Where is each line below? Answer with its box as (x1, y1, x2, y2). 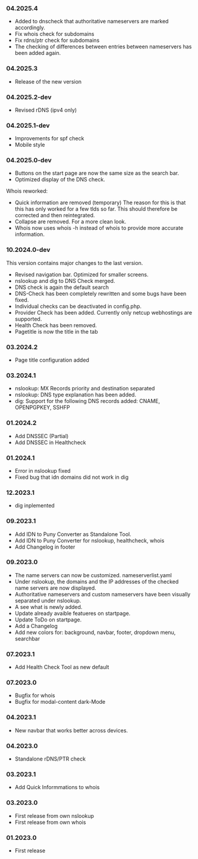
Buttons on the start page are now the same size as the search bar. (14, 170, 180, 177)
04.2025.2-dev (6, 93, 52, 101)
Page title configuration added (14, 356, 89, 364)
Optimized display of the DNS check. (14, 176, 105, 183)
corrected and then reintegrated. (14, 212, 95, 219)
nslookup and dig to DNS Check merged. (14, 277, 115, 284)
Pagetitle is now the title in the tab (14, 328, 98, 335)
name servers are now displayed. (14, 584, 96, 592)
